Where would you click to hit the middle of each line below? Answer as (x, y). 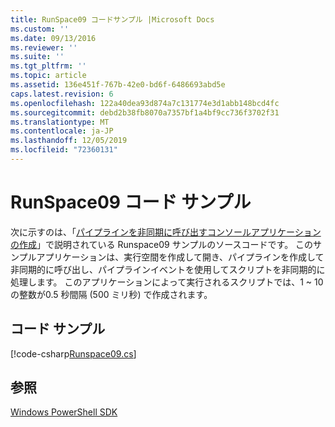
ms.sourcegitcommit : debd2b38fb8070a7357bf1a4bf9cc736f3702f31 (145, 112)
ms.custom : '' (40, 29)
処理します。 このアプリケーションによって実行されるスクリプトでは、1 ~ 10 (167, 282)
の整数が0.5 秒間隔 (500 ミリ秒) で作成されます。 (111, 294)
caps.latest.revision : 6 (62, 94)
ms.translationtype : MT (60, 122)
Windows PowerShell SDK (64, 412)
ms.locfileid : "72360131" (64, 150)
